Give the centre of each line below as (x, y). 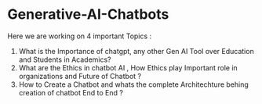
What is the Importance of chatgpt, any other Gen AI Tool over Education (136, 51)
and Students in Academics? (65, 59)
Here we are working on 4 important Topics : (80, 36)
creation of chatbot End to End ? (71, 92)
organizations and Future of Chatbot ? (80, 76)
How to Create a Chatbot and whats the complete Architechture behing (133, 84)
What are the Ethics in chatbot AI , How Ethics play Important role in (128, 67)
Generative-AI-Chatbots (88, 14)
